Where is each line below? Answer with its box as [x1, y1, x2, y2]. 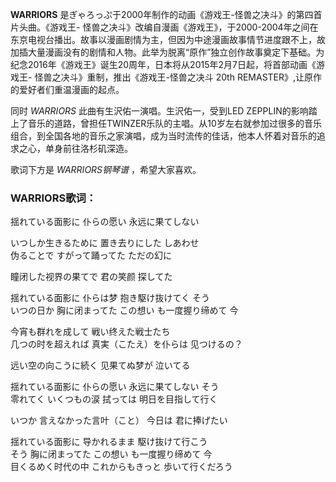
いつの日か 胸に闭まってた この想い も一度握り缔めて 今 [10, 304, 239, 317]
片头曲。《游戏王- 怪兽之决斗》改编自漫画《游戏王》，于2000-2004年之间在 [10, 21, 319, 33]
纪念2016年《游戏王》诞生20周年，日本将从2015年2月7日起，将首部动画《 [10, 59, 317, 70]
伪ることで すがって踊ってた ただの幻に [10, 249, 173, 262]
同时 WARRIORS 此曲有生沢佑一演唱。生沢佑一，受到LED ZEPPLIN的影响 [10, 105, 309, 117]
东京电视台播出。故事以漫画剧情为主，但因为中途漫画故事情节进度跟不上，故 [10, 34, 326, 45]
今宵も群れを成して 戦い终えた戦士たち [10, 326, 171, 338]
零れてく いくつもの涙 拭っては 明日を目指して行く [10, 393, 218, 405]
